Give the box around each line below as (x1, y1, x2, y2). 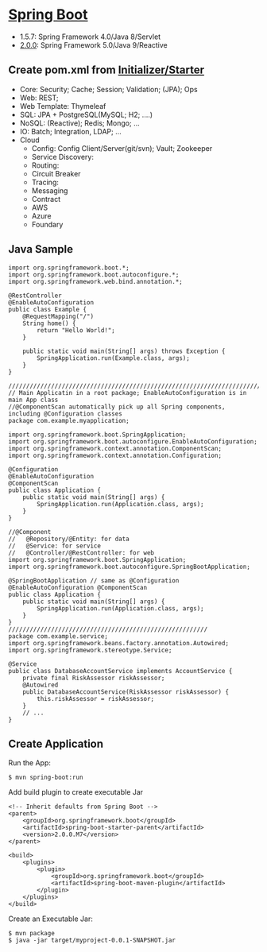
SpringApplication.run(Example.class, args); (37, 354, 191, 362)
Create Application (8, 737, 104, 750)
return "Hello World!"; (37, 326, 115, 335)
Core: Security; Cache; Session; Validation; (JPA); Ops (19, 84, 198, 94)
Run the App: (8, 758, 52, 768)
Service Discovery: (31, 152, 94, 161)
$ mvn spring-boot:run (8, 773, 83, 782)
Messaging (31, 185, 68, 195)
